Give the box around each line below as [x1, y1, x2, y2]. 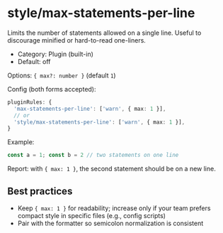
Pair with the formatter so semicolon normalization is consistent [17, 219, 204, 227]
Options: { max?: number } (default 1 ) [7, 71, 116, 80]
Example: [7, 138, 35, 146]
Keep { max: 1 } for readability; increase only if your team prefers [17, 204, 211, 212]
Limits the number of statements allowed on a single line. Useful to [7, 28, 202, 37]
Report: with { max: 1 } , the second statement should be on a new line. [7, 165, 216, 173]
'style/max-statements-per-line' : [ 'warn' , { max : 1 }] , [13, 119, 185, 126]
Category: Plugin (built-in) [17, 50, 94, 58]
